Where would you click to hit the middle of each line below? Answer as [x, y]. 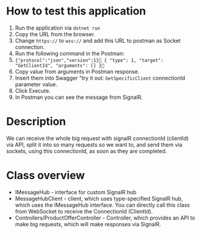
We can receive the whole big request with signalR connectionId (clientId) [97, 138]
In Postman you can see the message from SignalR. [79, 97]
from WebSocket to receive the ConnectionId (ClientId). [84, 211]
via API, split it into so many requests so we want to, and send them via [94, 144]
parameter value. [36, 84]
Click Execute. [33, 90]
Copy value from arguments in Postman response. [77, 71]
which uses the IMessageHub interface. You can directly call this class [102, 205]
